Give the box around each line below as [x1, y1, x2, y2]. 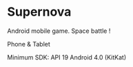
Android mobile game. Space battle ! [7, 27, 111, 35]
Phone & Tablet [7, 40, 50, 48]
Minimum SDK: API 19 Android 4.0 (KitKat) [7, 53, 127, 62]
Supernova [7, 4, 72, 20]
